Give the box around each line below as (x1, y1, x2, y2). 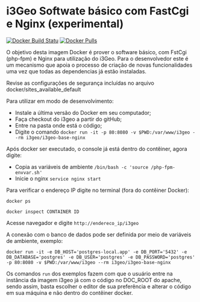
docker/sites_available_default (6, 85, 81, 93)
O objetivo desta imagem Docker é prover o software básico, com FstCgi (6, 48, 187, 55)
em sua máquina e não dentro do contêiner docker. (6, 289, 133, 296)
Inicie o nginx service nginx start (14, 174, 101, 182)
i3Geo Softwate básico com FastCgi (6, 4, 189, 18)
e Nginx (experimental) (6, 17, 124, 31)
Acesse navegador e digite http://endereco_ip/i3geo (6, 219, 139, 226)
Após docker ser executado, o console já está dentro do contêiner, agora (6, 145, 188, 152)
